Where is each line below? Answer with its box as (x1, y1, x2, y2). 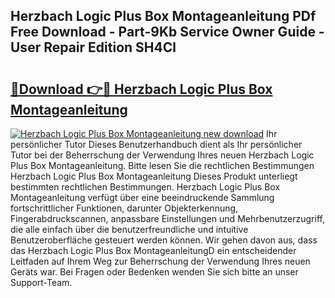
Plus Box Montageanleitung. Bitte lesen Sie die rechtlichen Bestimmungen (10, 160, 315, 171)
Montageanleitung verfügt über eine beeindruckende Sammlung (10, 192, 275, 203)
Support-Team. (10, 277, 73, 288)
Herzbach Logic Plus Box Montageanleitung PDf (10, 8, 317, 25)
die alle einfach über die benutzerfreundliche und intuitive (10, 224, 249, 235)
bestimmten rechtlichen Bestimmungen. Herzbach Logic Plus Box (10, 181, 281, 193)
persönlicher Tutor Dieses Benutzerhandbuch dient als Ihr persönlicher (10, 139, 303, 150)
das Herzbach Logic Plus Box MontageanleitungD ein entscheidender (10, 245, 297, 256)
